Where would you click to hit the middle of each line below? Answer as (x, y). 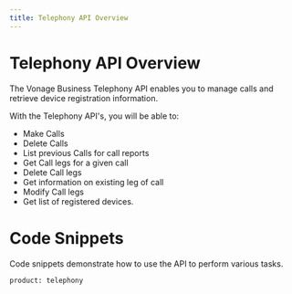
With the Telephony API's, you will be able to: (94, 116)
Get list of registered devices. (78, 201)
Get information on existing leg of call (93, 182)
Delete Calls (45, 143)
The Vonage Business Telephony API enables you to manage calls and (141, 89)
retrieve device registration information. (83, 98)
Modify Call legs (53, 192)
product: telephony (47, 280)
